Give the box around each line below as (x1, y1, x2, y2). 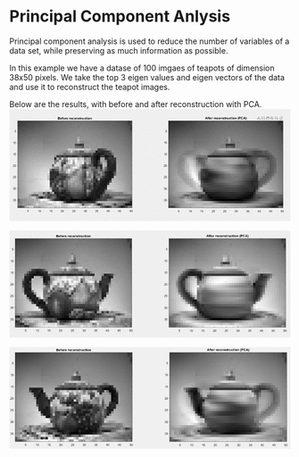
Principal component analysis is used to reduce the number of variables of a (9, 36, 290, 46)
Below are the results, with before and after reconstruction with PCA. (9, 98, 262, 109)
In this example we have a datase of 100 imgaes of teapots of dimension (9, 62, 275, 73)
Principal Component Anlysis (9, 6, 230, 27)
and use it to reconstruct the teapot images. (9, 81, 170, 92)
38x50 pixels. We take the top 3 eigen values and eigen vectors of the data (9, 71, 286, 82)
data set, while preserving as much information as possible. (9, 45, 228, 55)
